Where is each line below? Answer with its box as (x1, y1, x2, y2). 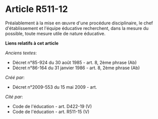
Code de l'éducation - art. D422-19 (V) (12, 103, 92, 109)
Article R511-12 (5, 3, 68, 15)
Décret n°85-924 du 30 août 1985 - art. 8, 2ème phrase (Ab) (12, 59, 137, 65)
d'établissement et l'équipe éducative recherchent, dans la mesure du (5, 25, 149, 31)
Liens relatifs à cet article (5, 40, 59, 46)
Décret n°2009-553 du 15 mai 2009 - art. (12, 84, 97, 90)
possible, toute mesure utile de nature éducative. (5, 30, 106, 36)
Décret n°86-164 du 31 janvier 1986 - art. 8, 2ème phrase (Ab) (12, 65, 140, 71)
